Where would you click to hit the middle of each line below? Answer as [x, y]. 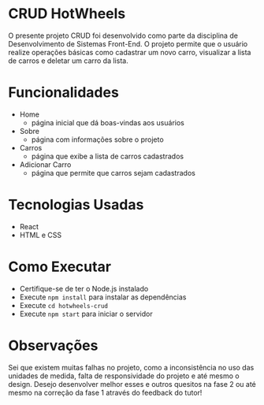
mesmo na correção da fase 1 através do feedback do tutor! [105, 392]
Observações [53, 346]
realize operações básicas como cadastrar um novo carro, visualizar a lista [130, 52]
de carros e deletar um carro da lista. [68, 61]
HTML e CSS [41, 235]
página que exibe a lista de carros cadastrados [107, 156]
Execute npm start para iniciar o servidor [86, 314]
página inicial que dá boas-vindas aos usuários [108, 122]
